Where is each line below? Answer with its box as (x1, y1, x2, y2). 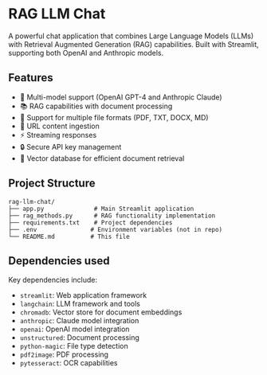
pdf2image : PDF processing (19, 350, 109, 359)
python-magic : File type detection (19, 342, 129, 351)
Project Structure (8, 177, 96, 190)
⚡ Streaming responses (19, 130, 97, 139)
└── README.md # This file (8, 232, 130, 240)
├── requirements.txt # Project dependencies (8, 218, 173, 227)
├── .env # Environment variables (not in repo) (8, 225, 223, 233)
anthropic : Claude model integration (19, 316, 139, 326)
